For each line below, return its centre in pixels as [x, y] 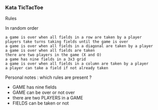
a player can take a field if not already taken [57, 68]
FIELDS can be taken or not [40, 103]
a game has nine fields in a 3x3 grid [45, 59]
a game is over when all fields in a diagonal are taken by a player [79, 46]
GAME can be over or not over [43, 92]
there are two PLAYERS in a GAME [48, 98]
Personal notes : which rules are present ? [48, 77]
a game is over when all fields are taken [50, 51]
